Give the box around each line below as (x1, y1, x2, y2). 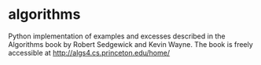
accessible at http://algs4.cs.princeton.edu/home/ (8, 48, 171, 57)
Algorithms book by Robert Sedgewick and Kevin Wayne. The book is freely (8, 39, 253, 49)
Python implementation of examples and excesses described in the (8, 31, 226, 41)
